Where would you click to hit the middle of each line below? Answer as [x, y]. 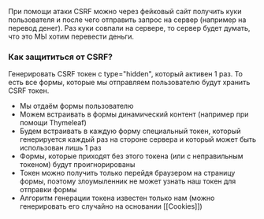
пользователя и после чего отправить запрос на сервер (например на [127, 20]
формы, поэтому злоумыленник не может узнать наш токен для [128, 181]
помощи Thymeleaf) [53, 123]
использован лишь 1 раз [60, 148]
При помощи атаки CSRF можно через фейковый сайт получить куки [125, 11]
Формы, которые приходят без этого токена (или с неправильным [131, 156]
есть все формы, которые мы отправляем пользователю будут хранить [129, 83]
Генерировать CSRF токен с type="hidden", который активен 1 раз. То [125, 74]
